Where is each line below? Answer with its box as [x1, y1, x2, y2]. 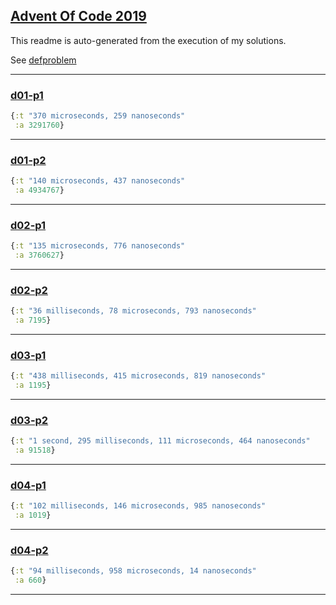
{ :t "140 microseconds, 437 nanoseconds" [10, 176, 186, 186]
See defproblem [10, 54, 77, 66]
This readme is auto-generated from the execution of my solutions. [10, 34, 287, 46]
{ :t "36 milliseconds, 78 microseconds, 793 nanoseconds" [10, 306, 257, 316]
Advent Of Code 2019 [10, 8, 147, 25]
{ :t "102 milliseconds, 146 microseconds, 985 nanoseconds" [10, 501, 267, 511]
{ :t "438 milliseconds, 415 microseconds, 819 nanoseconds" [10, 371, 267, 381]
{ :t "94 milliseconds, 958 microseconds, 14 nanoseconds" [10, 566, 257, 576]
